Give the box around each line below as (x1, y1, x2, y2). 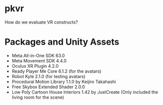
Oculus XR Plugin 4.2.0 (11, 63, 59, 69)
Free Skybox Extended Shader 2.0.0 (11, 84, 85, 90)
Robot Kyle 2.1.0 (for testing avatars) (11, 73, 86, 79)
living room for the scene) (11, 94, 65, 100)
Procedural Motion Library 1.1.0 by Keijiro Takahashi (11, 79, 116, 84)
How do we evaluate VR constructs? (4, 19, 78, 25)
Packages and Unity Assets (4, 36, 119, 48)
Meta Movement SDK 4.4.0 (11, 57, 67, 64)
